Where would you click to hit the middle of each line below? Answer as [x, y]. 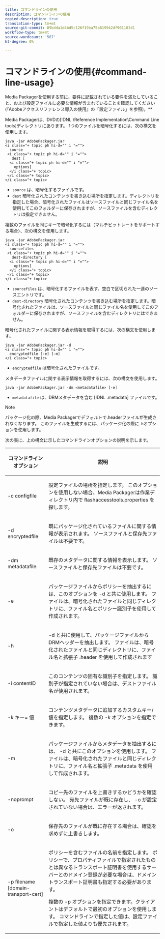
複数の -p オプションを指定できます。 [92, 902]
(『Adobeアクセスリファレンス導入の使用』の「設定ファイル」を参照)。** [79, 109]
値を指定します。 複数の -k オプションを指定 [100, 717]
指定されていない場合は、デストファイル [110, 683]
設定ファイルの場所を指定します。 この [93, 485]
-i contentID [22, 683]
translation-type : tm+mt [30, 23]
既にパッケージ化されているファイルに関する [100, 526]
